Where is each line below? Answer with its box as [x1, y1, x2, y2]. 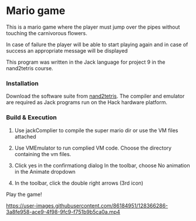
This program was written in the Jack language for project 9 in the [6, 58, 166, 65]
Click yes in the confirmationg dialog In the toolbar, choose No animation [14, 162, 190, 169]
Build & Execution [6, 113, 57, 122]
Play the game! [6, 191, 42, 198]
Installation [6, 79, 39, 87]
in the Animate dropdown [14, 168, 76, 175]
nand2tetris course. [6, 64, 54, 71]
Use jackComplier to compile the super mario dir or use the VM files [14, 127, 178, 134]
